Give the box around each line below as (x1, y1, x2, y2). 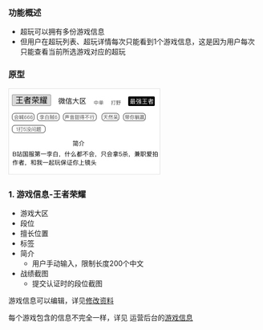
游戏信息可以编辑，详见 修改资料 (8, 295, 114, 305)
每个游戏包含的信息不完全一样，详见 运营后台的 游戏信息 (8, 312, 193, 322)
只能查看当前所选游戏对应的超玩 (19, 47, 126, 57)
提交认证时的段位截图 (31, 279, 103, 288)
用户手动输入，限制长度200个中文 (31, 259, 144, 268)
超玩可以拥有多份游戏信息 (19, 26, 105, 37)
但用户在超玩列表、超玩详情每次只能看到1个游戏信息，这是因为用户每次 (19, 37, 255, 47)
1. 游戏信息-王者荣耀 (8, 189, 87, 200)
